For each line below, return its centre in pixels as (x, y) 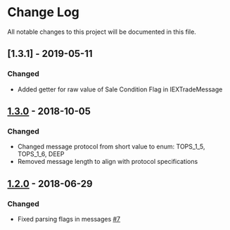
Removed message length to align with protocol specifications (108, 162)
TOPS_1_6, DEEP (41, 154)
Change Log (43, 12)
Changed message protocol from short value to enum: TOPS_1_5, (111, 147)
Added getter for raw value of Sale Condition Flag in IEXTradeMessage (120, 89)
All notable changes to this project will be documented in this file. (102, 32)
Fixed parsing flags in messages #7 (69, 219)
